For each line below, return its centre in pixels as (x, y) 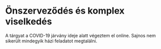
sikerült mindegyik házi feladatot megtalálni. (51, 41)
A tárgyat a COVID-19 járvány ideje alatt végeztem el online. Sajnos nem (80, 35)
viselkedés (29, 21)
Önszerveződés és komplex (65, 11)
